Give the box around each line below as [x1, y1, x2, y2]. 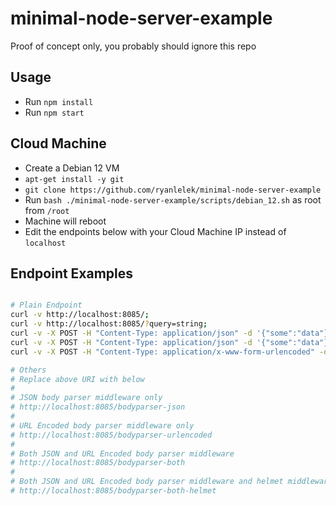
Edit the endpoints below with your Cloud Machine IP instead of [24, 225, 287, 237]
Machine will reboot [24, 215, 107, 227]
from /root [24, 204, 70, 216]
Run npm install [24, 95, 94, 107]
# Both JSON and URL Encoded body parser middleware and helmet [10, 477, 284, 487]
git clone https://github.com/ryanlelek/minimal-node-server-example [24, 185, 322, 195]
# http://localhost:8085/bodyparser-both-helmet [10, 486, 217, 496]
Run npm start [24, 106, 85, 118]
